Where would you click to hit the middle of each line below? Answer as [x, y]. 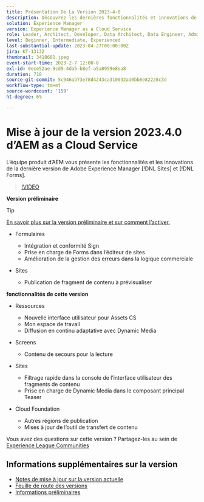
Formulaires [30, 234]
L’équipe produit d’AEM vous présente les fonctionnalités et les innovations [100, 162]
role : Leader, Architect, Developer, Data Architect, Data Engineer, [96, 35]
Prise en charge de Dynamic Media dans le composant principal [104, 391]
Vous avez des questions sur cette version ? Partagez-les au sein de [92, 439]
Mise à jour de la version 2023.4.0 [94, 132]
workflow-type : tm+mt [34, 86]
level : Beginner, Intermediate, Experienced [63, 40]
